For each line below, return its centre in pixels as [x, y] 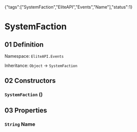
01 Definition [24, 44]
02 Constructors [30, 81]
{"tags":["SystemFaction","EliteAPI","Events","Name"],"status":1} [69, 7]
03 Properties [26, 110]
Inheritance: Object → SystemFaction [41, 66]
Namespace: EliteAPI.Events [34, 56]
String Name [20, 124]
